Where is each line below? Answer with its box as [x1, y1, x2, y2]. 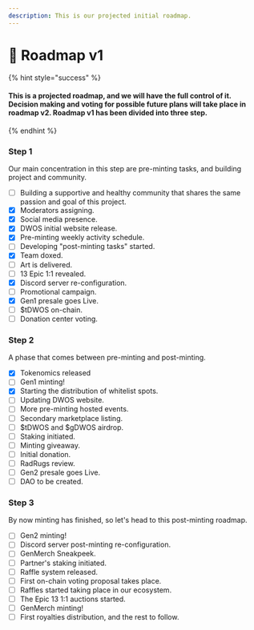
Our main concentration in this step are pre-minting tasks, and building [8, 164, 242, 174]
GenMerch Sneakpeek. [19, 549, 96, 559]
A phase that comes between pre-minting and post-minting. [8, 353, 206, 363]
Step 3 [8, 497, 34, 508]
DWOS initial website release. [19, 223, 118, 233]
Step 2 [8, 334, 34, 345]
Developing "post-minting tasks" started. [19, 242, 155, 251]
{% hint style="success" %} [8, 73, 102, 82]
